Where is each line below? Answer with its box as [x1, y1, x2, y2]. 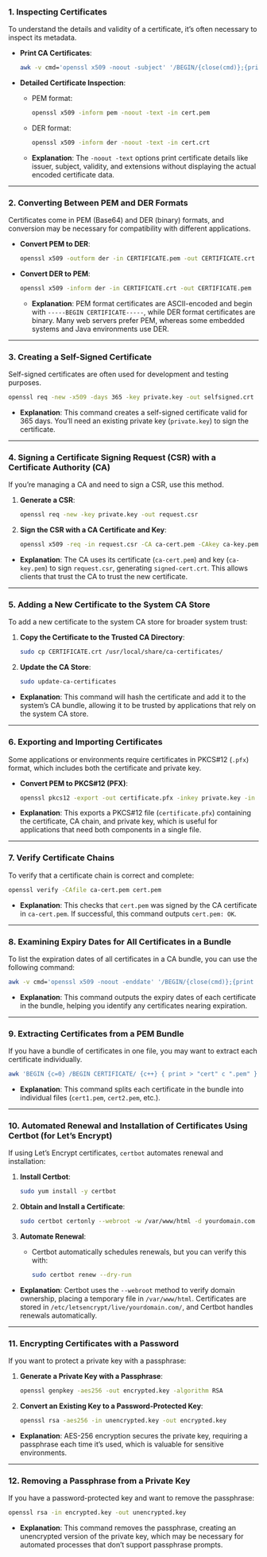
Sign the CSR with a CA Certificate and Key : [19, 525, 167, 535]
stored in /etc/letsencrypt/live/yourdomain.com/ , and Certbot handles [19, 1302, 253, 1311]
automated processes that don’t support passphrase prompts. [19, 1540, 223, 1550]
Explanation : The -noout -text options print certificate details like [31, 153, 249, 162]
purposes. [8, 378, 42, 387]
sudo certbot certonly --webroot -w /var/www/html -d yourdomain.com [19, 1217, 256, 1225]
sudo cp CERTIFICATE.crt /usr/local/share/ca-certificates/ [19, 648, 223, 656]
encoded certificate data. [31, 169, 115, 179]
